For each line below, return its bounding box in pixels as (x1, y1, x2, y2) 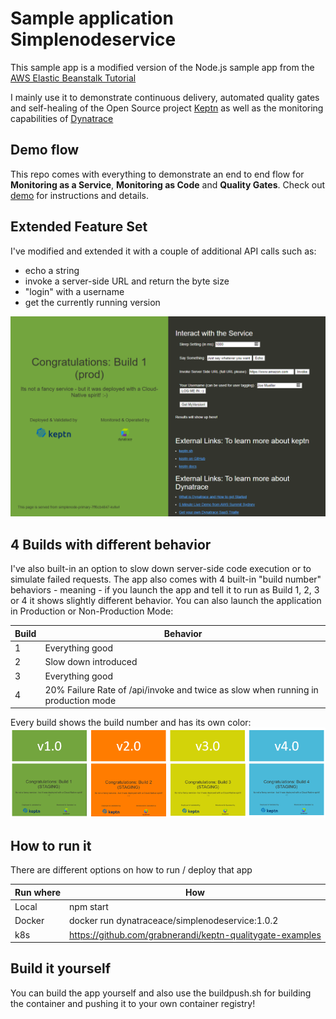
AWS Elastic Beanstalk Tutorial (10, 72, 137, 84)
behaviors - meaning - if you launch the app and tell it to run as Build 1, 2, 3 (10, 584, 320, 596)
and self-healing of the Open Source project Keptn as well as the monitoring (10, 102, 324, 114)
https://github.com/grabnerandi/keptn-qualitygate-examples (69, 928, 322, 941)
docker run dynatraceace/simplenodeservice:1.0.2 (69, 915, 279, 927)
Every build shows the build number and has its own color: (10, 717, 252, 729)
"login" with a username (24, 285, 125, 297)
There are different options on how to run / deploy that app (10, 864, 253, 876)
